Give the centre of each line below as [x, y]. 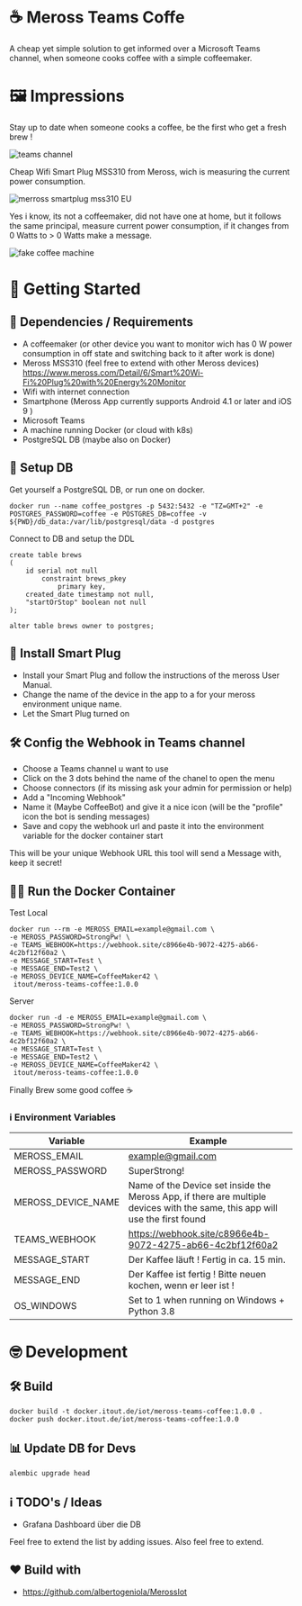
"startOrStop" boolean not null [86, 602]
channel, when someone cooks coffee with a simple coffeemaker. [131, 58]
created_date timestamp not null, [90, 594]
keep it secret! [36, 863]
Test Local [28, 913]
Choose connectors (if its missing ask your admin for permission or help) [157, 788]
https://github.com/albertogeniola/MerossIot [104, 1592]
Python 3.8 [151, 1312]
